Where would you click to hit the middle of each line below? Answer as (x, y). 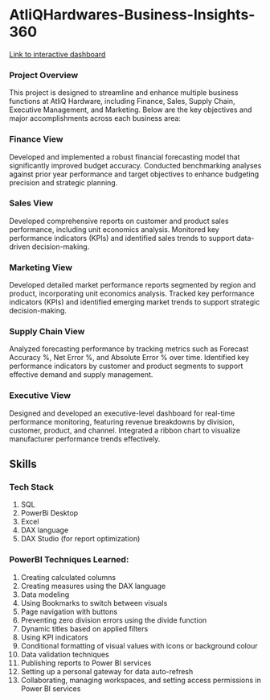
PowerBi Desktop (49, 513)
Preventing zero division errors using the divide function (114, 620)
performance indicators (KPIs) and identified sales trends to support (122, 238)
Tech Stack (32, 487)
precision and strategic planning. (63, 182)
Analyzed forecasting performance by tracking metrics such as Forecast (129, 349)
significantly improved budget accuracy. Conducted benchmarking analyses (135, 165)
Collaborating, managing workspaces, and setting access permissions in (141, 680)
